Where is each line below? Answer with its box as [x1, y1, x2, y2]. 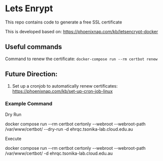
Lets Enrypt [5, 3, 53, 14]
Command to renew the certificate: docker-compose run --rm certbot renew [5, 56, 158, 62]
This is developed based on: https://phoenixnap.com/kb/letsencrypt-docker [5, 28, 158, 34]
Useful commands [5, 43, 62, 51]
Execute [5, 136, 22, 141]
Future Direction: [5, 70, 58, 78]
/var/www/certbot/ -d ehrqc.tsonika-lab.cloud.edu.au [5, 150, 113, 156]
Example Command [5, 100, 53, 107]
